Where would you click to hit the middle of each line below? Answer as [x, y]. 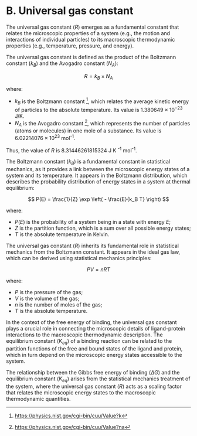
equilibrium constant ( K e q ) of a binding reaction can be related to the [89, 342]
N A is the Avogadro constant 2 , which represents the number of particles [102, 123]
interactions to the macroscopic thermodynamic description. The [84, 335]
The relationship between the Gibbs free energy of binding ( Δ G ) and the [93, 372]
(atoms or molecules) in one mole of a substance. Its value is [88, 131]
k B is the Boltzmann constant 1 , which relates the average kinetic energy [102, 101]
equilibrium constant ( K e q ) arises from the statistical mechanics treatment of [98, 379]
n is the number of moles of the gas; [58, 305]
